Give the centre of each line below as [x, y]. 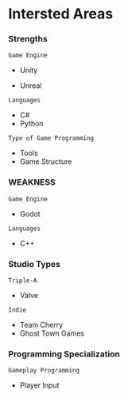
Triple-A [23, 281]
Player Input [39, 385]
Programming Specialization [64, 354]
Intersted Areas [61, 14]
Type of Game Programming [51, 138]
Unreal [31, 86]
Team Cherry [41, 325]
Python [31, 124]
